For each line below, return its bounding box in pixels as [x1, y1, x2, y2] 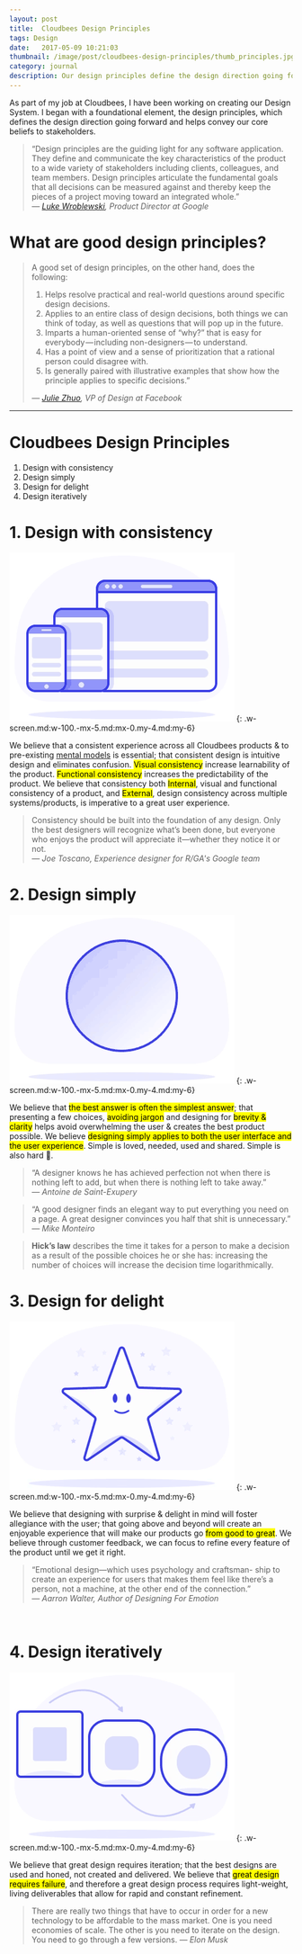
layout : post [9, 14, 58, 23]
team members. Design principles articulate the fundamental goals [31, 172, 279, 183]
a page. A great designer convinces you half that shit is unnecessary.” [31, 1213, 291, 1223]
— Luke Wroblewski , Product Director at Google [31, 201, 209, 211]
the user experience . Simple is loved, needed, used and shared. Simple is [9, 1140, 281, 1151]
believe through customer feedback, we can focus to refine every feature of [9, 1537, 290, 1547]
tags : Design [9, 33, 58, 42]
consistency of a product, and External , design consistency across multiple [9, 787, 288, 798]
